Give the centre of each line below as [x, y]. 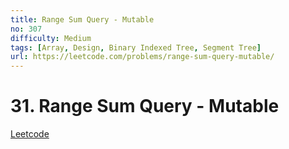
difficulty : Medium [51, 38]
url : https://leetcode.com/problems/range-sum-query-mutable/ [142, 57]
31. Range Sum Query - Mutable [145, 106]
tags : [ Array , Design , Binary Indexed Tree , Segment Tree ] [136, 47]
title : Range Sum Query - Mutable [82, 19]
